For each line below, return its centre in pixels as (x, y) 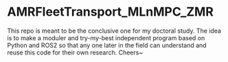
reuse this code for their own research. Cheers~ (75, 52)
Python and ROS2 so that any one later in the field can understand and (107, 45)
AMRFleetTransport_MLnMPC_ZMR (111, 12)
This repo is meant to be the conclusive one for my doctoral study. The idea (114, 31)
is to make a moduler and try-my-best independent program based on (106, 37)
